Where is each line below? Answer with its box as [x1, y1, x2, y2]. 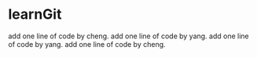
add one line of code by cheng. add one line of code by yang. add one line [8, 31, 249, 41]
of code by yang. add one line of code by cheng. [8, 39, 167, 48]
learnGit [8, 5, 62, 23]
